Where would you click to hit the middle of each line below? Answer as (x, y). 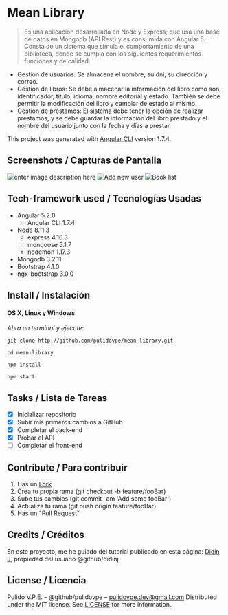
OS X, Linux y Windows (41, 313)
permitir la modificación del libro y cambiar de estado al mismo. (107, 103)
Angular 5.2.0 (36, 215)
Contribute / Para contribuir (67, 467)
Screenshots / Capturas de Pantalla (84, 161)
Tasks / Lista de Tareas (57, 398)
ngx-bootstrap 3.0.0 (45, 274)
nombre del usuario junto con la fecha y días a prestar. (94, 125)
